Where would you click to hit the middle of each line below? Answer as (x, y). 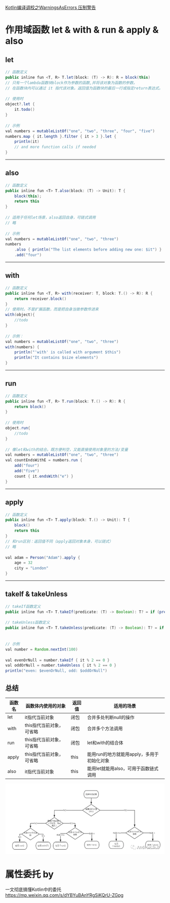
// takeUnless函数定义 (28, 622)
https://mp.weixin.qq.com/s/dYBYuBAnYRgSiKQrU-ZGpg (65, 895)
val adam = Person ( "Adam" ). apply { (43, 557)
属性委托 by (30, 874)
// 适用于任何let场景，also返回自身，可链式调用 (51, 217)
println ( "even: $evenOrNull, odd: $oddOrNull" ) (56, 671)
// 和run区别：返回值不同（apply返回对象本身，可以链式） (59, 541)
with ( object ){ (20, 315)
